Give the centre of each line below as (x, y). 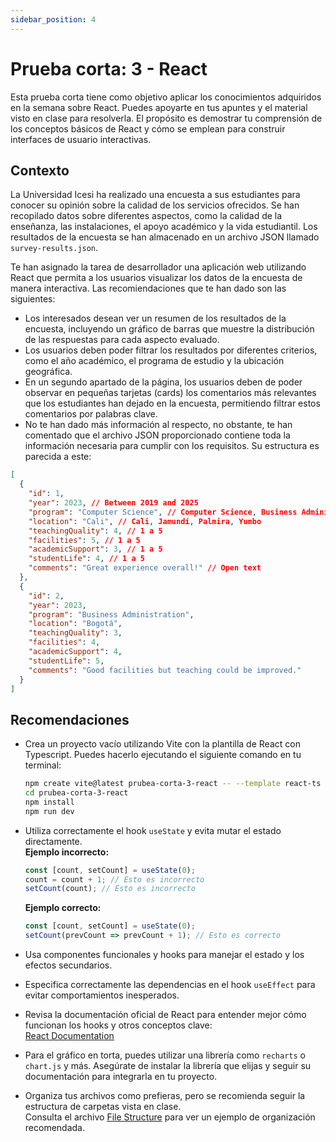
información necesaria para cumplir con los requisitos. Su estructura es (172, 446)
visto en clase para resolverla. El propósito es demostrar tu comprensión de (166, 118)
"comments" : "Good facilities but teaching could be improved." (165, 670)
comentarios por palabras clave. (91, 414)
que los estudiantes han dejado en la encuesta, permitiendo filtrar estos (172, 403)
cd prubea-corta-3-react (76, 793)
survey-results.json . (54, 248)
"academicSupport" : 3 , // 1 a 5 (95, 549)
